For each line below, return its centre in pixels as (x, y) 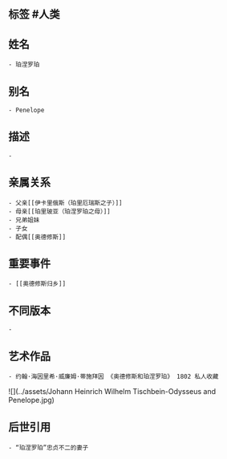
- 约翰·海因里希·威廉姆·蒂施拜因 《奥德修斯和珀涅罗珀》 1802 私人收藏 (113, 377)
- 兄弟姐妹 (24, 220)
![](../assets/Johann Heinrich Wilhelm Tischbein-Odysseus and (112, 392)
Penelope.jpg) (31, 400)
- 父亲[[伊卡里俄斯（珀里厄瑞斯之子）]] (65, 203)
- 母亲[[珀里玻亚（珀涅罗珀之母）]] (59, 211)
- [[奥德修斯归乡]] (37, 284)
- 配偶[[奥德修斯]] (37, 237)
